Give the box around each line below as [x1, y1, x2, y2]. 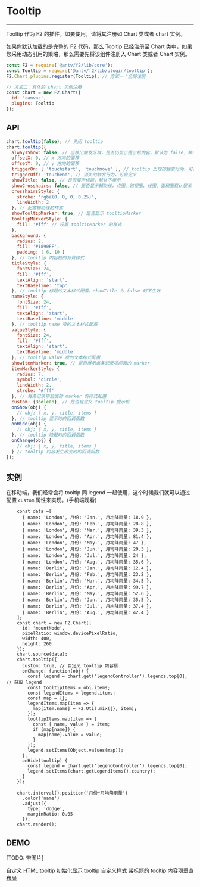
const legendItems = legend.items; [27, 690, 116, 696]
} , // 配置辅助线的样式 [11, 205, 64, 211]
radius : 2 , [17, 238, 44, 244]
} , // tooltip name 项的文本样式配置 [11, 321, 98, 327]
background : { [11, 232, 46, 239]
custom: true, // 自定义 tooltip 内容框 [21, 663, 118, 669]
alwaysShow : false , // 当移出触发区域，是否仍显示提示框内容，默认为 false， [11, 150, 189, 155]
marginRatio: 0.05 [27, 811, 73, 817]
